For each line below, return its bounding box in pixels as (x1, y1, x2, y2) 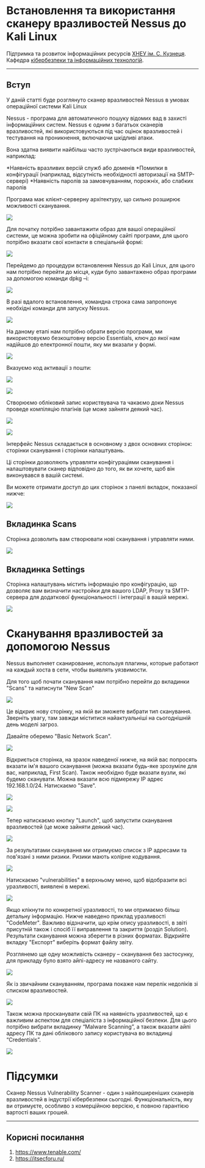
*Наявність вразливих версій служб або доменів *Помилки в (6, 164, 168, 171)
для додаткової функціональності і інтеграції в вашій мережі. (29, 594, 189, 601)
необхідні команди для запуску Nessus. (6, 304, 110, 312)
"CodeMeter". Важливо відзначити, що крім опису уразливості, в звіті (6, 919, 187, 926)
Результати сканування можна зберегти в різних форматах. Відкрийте (6, 932, 190, 939)
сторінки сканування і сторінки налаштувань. (6, 446, 125, 454)
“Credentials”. (6, 1036, 41, 1043)
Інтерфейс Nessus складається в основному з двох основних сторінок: (6, 440, 193, 447)
